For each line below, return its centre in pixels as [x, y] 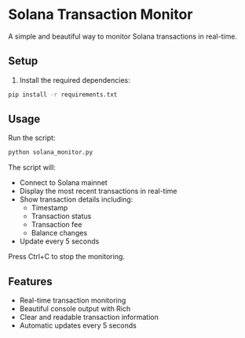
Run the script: [32, 138]
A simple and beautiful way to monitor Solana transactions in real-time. [123, 36]
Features [30, 281]
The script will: [32, 168]
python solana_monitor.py [50, 152]
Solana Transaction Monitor [101, 15]
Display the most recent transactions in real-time [98, 191]
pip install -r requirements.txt [63, 95]
